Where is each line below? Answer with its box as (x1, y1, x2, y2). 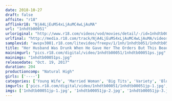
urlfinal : (5, 36, 27, 41)
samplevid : (5, 41, 29, 46)
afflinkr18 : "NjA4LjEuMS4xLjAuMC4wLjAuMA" (5, 21, 97, 27)
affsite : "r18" (5, 17, 38, 22)
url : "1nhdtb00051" (5, 27, 47, 32)
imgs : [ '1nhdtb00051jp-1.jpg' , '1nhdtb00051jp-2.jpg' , (5, 88, 125, 93)
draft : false (5, 12, 33, 17)
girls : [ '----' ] (5, 74, 40, 79)
